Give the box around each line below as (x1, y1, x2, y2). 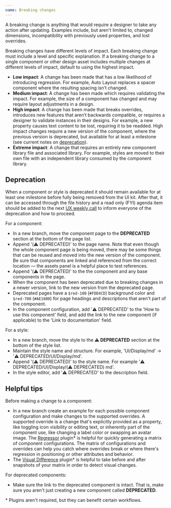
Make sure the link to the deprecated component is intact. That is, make (12, 482, 164, 488)
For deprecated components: (5, 472, 67, 478)
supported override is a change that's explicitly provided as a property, (12, 419, 162, 425)
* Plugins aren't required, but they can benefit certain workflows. (5, 497, 142, 503)
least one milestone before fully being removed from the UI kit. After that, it (5, 195, 163, 201)
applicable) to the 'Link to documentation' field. (12, 317, 112, 323)
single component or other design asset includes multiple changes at (5, 58, 151, 64)
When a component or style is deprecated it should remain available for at (5, 189, 161, 195)
